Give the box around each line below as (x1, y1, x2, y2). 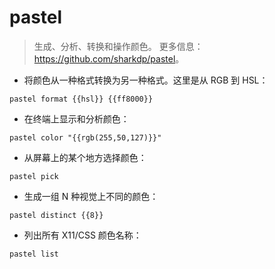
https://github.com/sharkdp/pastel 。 (33, 52, 185, 65)
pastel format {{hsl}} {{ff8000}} (9, 94, 154, 104)
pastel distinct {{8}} (9, 210, 104, 220)
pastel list (9, 249, 59, 259)
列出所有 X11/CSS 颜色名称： (23, 229, 142, 241)
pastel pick (9, 171, 59, 181)
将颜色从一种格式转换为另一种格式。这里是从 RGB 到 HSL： (23, 74, 269, 86)
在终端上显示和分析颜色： (23, 112, 130, 125)
